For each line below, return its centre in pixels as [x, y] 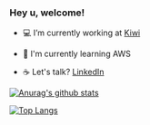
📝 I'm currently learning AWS [77, 54]
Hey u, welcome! [47, 13]
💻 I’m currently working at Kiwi [81, 33]
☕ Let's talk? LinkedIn [63, 72]
